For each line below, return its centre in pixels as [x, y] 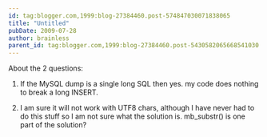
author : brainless [39, 38]
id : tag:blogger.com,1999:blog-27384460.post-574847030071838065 [119, 16]
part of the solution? [53, 125]
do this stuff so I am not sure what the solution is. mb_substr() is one [132, 116]
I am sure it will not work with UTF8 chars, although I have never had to [137, 108]
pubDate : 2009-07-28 [43, 30]
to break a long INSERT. [59, 92]
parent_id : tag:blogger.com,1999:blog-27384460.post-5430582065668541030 [134, 46]
